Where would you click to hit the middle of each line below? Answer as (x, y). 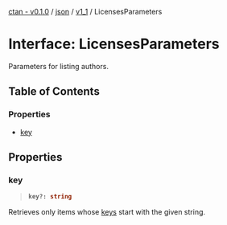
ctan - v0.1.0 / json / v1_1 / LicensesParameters (85, 12)
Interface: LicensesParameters (114, 44)
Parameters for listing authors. (58, 66)
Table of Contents (54, 92)
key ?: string (50, 197)
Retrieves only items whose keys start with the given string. (107, 212)
